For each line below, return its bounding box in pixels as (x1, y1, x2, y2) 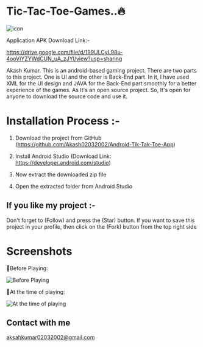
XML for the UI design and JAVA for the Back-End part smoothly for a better (6, 79, 197, 87)
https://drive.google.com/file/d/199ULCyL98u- (6, 48, 123, 55)
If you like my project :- (6, 200, 96, 211)
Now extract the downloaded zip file (15, 171, 107, 178)
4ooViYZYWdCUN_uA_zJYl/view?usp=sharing (6, 55, 123, 62)
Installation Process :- (6, 114, 120, 128)
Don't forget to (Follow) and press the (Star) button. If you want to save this (6, 216, 195, 224)
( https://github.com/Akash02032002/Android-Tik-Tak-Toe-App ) (15, 140, 176, 148)
